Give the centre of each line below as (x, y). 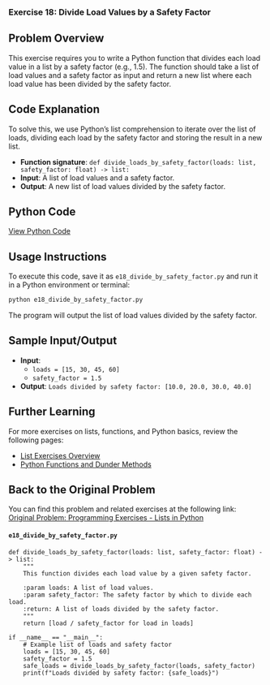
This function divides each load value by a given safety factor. (137, 573)
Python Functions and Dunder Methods (86, 464)
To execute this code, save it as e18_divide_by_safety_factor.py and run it (133, 276)
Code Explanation (54, 109)
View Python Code (40, 231)
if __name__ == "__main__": (56, 637)
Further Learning (52, 412)
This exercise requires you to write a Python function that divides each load (135, 58)
